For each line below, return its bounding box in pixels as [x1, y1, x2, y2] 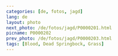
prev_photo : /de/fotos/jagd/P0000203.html [6, 36, 112, 41]
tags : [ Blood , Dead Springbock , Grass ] [6, 41, 104, 47]
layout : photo [6, 19, 41, 25]
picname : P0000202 [6, 30, 51, 36]
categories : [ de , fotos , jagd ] [6, 8, 83, 15]
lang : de [6, 14, 28, 20]
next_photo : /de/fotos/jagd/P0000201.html [6, 24, 112, 31]
